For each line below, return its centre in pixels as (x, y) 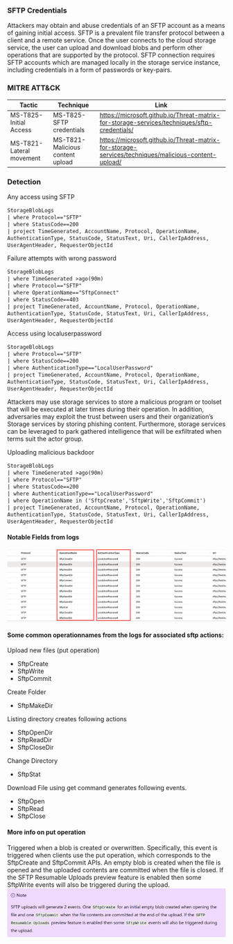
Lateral (20, 151)
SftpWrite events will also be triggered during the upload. (88, 884)
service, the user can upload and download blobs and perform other (105, 48)
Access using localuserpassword (54, 333)
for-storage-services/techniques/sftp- (156, 123)
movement (25, 158)
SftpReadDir (34, 740)
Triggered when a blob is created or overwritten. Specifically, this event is (112, 847)
